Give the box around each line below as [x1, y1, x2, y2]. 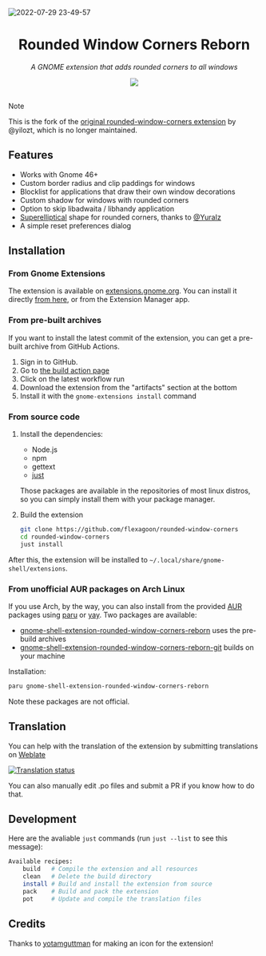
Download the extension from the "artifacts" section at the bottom [19, 382, 237, 392]
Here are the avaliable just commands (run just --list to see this [8, 833, 228, 843]
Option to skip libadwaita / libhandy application [19, 204, 175, 213]
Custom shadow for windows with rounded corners [19, 195, 189, 204]
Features [8, 148, 54, 162]
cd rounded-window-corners [19, 533, 110, 541]
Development [8, 813, 77, 826]
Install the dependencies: [19, 430, 104, 439]
